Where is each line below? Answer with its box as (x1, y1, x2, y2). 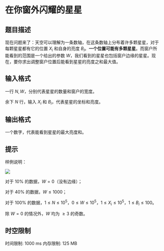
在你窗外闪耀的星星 (5, 4, 82, 16)
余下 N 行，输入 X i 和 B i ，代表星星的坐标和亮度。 (5, 99, 103, 106)
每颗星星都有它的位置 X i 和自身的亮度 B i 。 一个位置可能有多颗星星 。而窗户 (5, 46, 153, 52)
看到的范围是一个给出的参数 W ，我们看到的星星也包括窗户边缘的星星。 (9, 52, 152, 58)
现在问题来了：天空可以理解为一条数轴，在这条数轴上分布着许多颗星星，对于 (5, 40, 159, 45)
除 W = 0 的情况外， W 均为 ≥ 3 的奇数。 (5, 211, 88, 217)
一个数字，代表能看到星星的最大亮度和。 (5, 129, 86, 135)
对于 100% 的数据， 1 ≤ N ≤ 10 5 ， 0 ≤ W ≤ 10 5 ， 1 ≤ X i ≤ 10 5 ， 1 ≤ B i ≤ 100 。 (5, 199, 157, 206)
